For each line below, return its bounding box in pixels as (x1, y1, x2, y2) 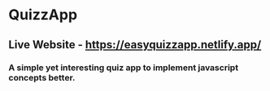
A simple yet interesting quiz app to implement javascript (8, 62, 238, 73)
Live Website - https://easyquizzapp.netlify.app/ (8, 38, 262, 52)
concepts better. (8, 72, 76, 83)
